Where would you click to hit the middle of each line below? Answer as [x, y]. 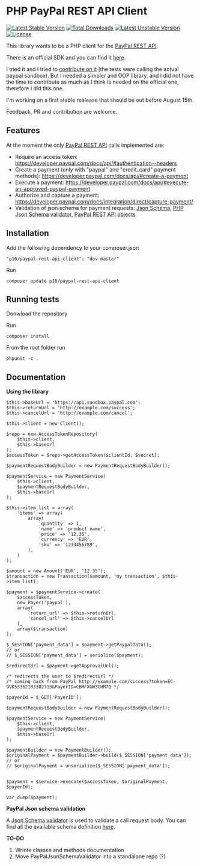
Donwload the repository [37, 314]
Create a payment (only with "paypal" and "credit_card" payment [95, 169]
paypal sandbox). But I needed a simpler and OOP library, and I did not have [100, 75]
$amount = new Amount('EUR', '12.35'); [56, 571]
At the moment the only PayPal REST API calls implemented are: [85, 145]
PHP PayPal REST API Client [77, 11]
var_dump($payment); [32, 798]
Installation [28, 233]
